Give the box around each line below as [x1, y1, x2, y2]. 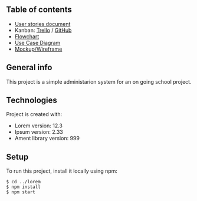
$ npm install [6, 184, 41, 190]
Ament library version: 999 [14, 135, 80, 142]
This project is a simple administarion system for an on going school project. [6, 78, 192, 85]
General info [6, 62, 52, 73]
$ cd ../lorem [6, 179, 41, 185]
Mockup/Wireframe [14, 45, 63, 52]
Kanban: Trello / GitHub [14, 27, 72, 34]
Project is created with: [6, 111, 63, 118]
